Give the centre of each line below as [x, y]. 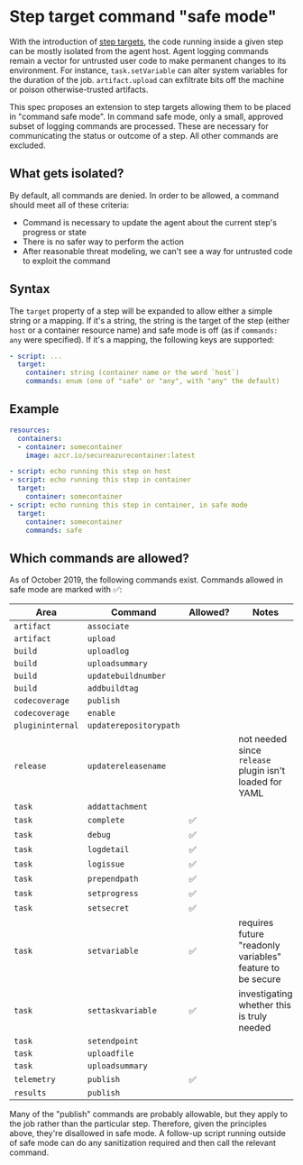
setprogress [113, 894]
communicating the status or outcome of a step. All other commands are [144, 135]
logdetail [108, 850]
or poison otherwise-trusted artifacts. [79, 89]
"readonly [259, 946]
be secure [260, 979]
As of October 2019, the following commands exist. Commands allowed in [147, 580]
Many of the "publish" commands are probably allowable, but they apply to [149, 1115]
